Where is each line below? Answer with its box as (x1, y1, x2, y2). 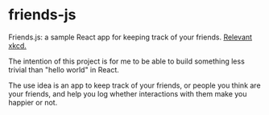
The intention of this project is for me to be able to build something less (8, 56, 246, 66)
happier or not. (8, 97, 58, 107)
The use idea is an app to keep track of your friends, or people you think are (8, 80, 261, 90)
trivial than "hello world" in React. (8, 64, 119, 74)
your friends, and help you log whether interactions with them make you (8, 88, 247, 98)
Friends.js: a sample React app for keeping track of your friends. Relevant (8, 32, 252, 42)
